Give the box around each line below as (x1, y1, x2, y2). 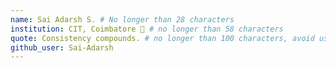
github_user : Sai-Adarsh (10, 42, 114, 53)
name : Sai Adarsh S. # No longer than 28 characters (10, 14, 235, 25)
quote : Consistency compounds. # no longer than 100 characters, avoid (10, 33, 315, 43)
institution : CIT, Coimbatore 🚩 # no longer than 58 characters (10, 24, 284, 34)
